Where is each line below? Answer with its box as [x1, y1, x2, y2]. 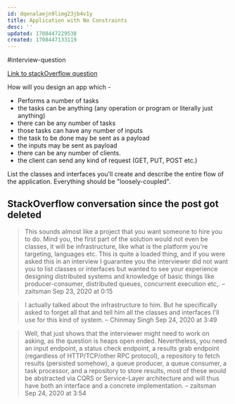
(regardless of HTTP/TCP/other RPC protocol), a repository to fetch [24, 351, 220, 360]
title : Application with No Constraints [7, 17, 128, 24]
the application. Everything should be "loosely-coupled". [7, 177, 171, 186]
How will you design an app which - [7, 83, 111, 91]
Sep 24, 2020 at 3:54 [24, 389, 87, 397]
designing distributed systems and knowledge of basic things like [24, 272, 215, 280]
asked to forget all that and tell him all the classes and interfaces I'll [24, 308, 220, 316]
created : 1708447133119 [7, 37, 77, 44]
